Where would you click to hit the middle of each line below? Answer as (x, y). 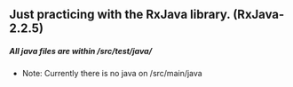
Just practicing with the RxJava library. (120, 15)
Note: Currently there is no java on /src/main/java (112, 74)
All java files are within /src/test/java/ (81, 51)
